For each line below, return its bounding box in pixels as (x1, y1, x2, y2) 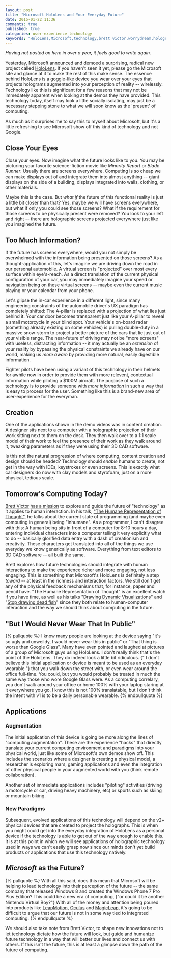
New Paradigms (5, 805, 45, 812)
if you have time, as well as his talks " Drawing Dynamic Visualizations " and (5, 594, 162, 600)
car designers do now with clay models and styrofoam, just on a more (5, 469, 152, 476)
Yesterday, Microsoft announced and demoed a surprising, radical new (5, 60, 154, 66)
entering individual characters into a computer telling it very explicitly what (5, 530, 162, 536)
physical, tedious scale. (5, 475, 55, 481)
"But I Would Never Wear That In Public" (5, 619, 136, 628)
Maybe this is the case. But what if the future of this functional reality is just (5, 194, 164, 200)
